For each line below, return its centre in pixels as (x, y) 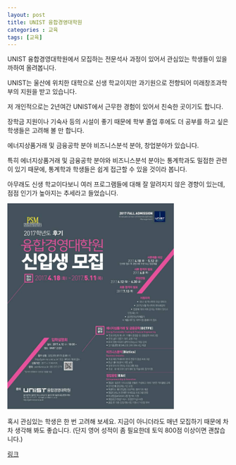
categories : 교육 (33, 30)
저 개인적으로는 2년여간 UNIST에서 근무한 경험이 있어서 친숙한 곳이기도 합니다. (115, 107)
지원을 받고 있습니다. (49, 92)
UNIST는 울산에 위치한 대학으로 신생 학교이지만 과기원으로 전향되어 (99, 83)
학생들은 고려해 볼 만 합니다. (46, 131)
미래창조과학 (210, 83)
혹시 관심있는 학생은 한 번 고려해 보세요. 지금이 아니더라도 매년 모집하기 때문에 (114, 422)
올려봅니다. (41, 68)
